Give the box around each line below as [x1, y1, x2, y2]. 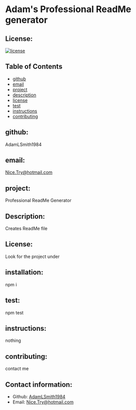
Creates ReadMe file [5, 226, 48, 232]
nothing [5, 337, 21, 344]
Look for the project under [5, 253, 60, 260]
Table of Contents [5, 62, 63, 71]
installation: [5, 268, 44, 277]
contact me [5, 366, 29, 372]
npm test [5, 310, 24, 316]
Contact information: [5, 380, 73, 389]
